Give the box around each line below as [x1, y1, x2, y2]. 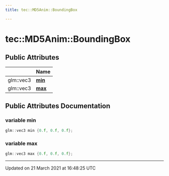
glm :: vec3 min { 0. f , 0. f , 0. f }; [5, 128, 73, 133]
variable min [5, 116, 36, 123]
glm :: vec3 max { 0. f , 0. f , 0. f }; [5, 151, 73, 156]
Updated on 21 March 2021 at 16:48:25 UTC [5, 165, 96, 171]
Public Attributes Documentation [5, 102, 111, 110]
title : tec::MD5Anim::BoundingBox [5, 7, 78, 13]
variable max [5, 140, 38, 147]
